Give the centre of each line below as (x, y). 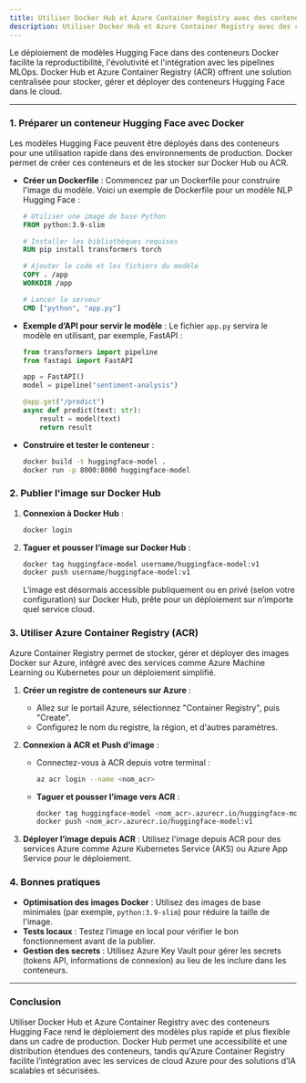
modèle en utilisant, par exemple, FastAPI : (102, 335)
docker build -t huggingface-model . (94, 462)
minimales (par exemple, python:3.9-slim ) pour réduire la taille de (146, 911)
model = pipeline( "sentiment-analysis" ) (100, 385)
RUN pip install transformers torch (92, 250)
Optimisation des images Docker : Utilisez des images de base (142, 902)
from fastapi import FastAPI (78, 360)
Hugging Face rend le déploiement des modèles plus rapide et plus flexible (150, 1031)
